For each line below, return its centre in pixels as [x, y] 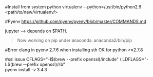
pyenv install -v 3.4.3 [26, 70]
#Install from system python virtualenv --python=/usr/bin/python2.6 [73, 7]
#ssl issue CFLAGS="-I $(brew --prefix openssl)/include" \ [63, 59]
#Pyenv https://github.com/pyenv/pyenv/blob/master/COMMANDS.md [76, 21]
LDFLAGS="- [135, 59]
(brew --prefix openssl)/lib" [38, 64]
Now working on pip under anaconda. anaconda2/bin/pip [74, 40]
